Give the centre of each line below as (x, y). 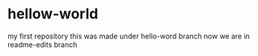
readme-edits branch (42, 44)
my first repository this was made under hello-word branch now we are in (129, 36)
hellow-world (53, 14)
